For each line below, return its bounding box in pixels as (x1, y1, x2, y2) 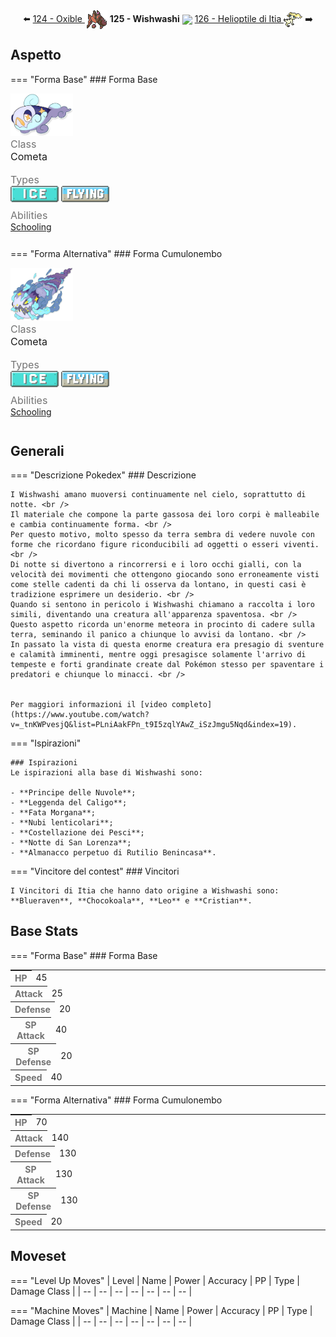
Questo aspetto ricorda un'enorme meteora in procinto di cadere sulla (10, 619, 315, 629)
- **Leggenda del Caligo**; (10, 797, 128, 808)
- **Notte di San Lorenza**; (10, 837, 132, 848)
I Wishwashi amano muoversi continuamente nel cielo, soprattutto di (10, 489, 307, 499)
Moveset (10, 1248, 67, 1265)
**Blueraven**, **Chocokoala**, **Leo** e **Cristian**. (10, 895, 253, 906)
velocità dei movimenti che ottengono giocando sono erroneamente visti (10, 569, 320, 579)
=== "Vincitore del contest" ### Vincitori (10, 865, 180, 877)
